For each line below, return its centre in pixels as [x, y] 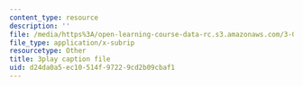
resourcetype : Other [48, 51]
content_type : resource [54, 17]
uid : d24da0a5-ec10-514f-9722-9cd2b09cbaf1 [92, 68]
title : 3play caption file [60, 59]
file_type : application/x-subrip [72, 43]
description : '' [40, 26]
